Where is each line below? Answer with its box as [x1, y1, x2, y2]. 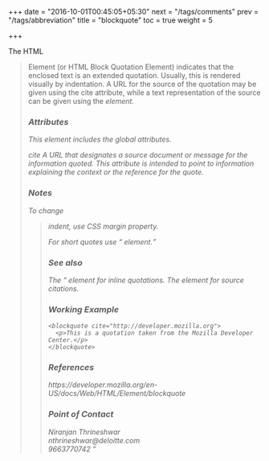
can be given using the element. [27, 97, 135, 105]
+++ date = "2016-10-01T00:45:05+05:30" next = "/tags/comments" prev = [8, 7, 259, 16]
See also [47, 257, 83, 268]
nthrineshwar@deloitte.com [47, 435, 141, 445]
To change [27, 205, 64, 216]
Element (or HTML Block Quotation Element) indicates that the [27, 62, 234, 72]
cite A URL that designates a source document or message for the [27, 150, 248, 160]
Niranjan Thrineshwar [47, 426, 120, 437]
